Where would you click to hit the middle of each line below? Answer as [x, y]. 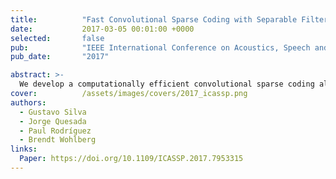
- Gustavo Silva [53, 112]
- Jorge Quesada [53, 121]
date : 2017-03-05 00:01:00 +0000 [102, 29]
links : [24, 149]
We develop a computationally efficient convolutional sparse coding [167, 84]
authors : [28, 102]
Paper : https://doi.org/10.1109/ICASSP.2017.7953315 [131, 159]
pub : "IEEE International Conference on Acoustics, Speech [160, 47]
